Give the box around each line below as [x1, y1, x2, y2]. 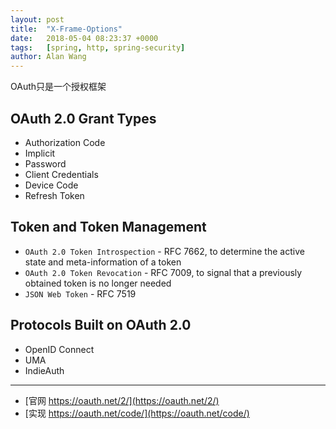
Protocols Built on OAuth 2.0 [10, 317, 192, 334]
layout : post [10, 14, 65, 25]
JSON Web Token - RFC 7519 [24, 287, 137, 300]
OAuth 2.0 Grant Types [10, 110, 157, 127]
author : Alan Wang [10, 52, 87, 62]
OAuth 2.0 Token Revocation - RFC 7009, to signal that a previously [24, 266, 303, 278]
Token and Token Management [10, 219, 207, 236]
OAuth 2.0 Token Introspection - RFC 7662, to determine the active [24, 245, 305, 257]
